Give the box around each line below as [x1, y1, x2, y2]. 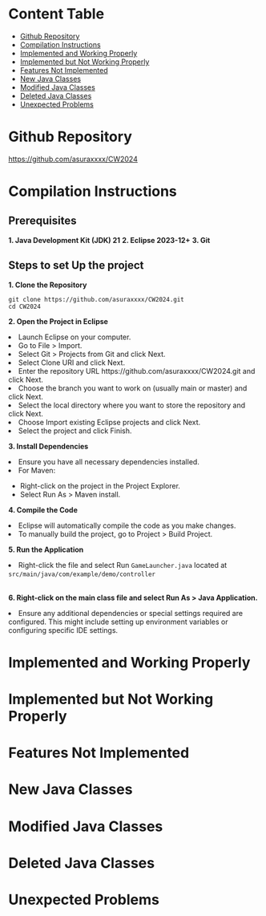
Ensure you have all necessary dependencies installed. [18, 456, 200, 466]
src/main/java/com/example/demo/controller [8, 570, 156, 578]
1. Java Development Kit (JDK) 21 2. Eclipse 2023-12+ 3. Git [8, 235, 211, 245]
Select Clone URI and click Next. [18, 358, 126, 367]
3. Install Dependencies [8, 441, 89, 451]
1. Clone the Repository [8, 280, 87, 290]
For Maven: [18, 465, 56, 475]
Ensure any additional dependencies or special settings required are [18, 608, 243, 618]
